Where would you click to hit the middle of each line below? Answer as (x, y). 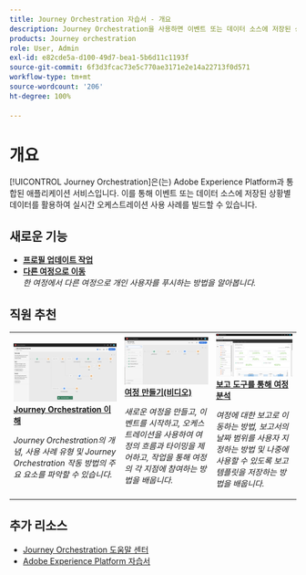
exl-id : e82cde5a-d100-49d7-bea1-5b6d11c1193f (99, 58)
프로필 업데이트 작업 (58, 260)
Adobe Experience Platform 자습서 (87, 560)
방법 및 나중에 (264, 450)
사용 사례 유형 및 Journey (71, 451)
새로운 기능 (39, 236)
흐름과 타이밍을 (168, 445)
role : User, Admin (44, 48)
